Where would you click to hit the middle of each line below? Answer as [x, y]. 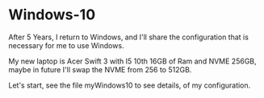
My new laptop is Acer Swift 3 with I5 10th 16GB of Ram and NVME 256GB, [132, 61]
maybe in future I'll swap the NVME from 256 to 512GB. [100, 69]
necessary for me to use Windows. [66, 45]
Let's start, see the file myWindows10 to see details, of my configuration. [130, 85]
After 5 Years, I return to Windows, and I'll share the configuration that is [128, 37]
